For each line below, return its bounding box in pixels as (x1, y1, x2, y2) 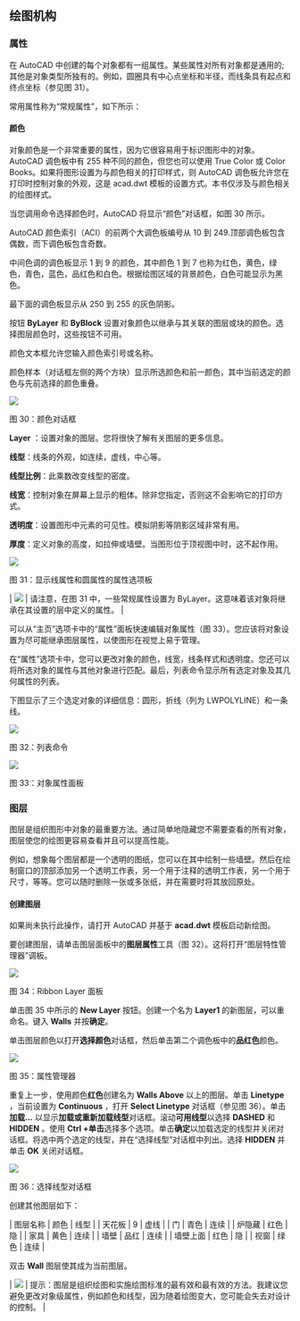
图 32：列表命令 (9, 741, 69, 752)
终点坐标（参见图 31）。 (9, 81, 95, 92)
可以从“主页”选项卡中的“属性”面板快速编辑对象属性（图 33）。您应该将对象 (9, 623, 281, 634)
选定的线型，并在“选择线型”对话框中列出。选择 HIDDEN (71, 1134, 276, 1145)
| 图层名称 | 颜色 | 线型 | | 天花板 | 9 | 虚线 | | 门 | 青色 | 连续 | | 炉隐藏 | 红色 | (9, 1219, 288, 1230)
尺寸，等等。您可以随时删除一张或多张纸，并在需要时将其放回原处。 (9, 876, 260, 887)
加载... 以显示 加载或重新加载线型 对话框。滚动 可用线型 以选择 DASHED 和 (9, 1112, 275, 1123)
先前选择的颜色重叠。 (24, 378, 104, 389)
